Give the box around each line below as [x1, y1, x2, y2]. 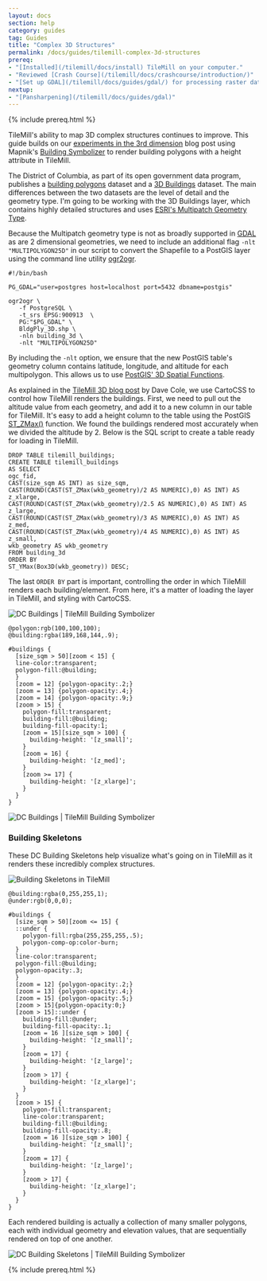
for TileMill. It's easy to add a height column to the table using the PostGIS [8, 411, 251, 420]
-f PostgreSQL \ [18, 304, 73, 313]
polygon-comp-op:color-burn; [22, 938, 119, 947]
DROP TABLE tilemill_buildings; [8, 451, 115, 460]
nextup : [8, 85, 34, 94]
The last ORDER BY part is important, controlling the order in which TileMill [8, 577, 246, 586]
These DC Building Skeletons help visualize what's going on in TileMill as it [8, 851, 253, 860]
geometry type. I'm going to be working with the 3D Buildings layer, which [8, 197, 250, 206]
